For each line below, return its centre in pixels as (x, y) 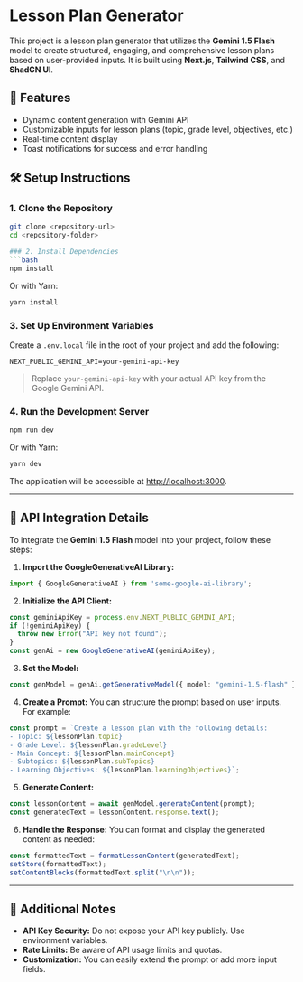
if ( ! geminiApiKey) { (50, 626)
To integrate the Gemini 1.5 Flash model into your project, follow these (140, 539)
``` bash (24, 260)
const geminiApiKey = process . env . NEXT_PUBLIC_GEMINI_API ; (123, 617)
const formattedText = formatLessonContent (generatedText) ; (125, 856)
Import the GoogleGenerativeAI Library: (98, 566)
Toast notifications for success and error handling (115, 148)
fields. (34, 969)
